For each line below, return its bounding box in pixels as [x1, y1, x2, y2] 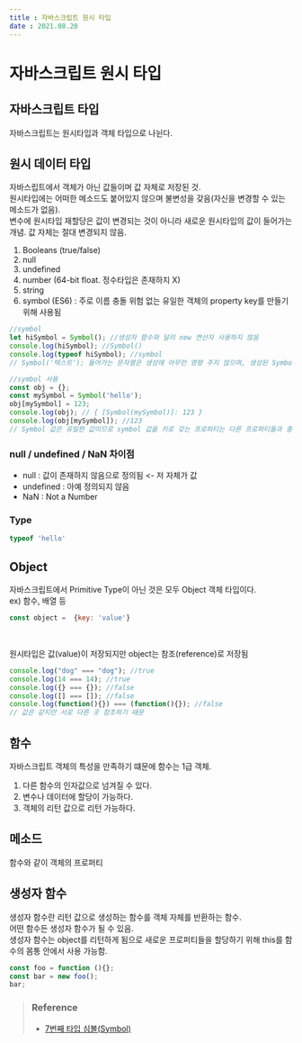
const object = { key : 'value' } [9, 613, 130, 622]
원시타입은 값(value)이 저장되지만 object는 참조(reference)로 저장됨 [9, 648, 249, 658]
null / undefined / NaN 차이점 [9, 448, 135, 460]
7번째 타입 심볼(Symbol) [44, 1023, 132, 1034]
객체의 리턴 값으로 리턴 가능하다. [22, 803, 136, 813]
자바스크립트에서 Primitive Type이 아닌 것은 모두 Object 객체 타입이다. [9, 585, 257, 595]
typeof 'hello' [9, 534, 67, 543]
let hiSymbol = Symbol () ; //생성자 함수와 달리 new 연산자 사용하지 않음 [9, 333, 259, 342]
